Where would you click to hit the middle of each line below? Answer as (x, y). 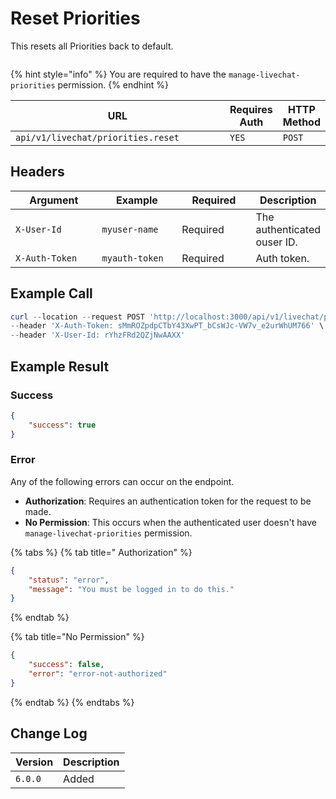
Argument (54, 200)
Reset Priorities (75, 18)
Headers (37, 172)
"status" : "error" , (69, 580)
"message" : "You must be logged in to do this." (131, 589)
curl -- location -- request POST (77, 317)
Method (302, 122)
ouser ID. (276, 242)
